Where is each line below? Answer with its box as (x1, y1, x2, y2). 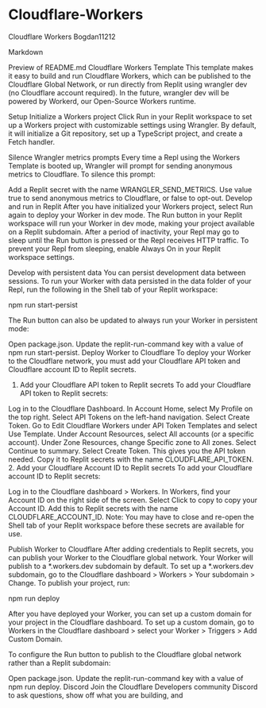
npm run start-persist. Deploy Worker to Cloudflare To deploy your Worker (8, 347, 252, 357)
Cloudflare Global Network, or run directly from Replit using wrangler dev (8, 79, 248, 89)
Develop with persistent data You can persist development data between (8, 268, 246, 277)
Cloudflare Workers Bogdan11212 (8, 32, 116, 41)
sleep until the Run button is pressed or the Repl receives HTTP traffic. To (8, 235, 249, 245)
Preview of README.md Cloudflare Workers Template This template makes (8, 62, 254, 72)
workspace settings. (8, 252, 75, 261)
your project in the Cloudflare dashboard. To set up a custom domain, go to (8, 617, 255, 627)
